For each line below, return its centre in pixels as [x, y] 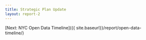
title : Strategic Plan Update [36, 9]
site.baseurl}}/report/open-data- [109, 27]
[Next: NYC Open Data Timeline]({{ [40, 27]
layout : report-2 [23, 14]
